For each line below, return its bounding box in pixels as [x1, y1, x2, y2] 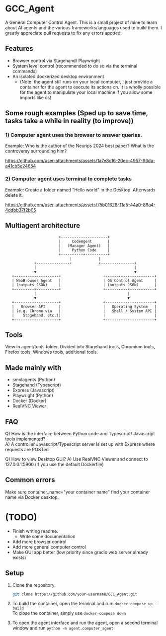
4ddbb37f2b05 [5, 207, 36, 213]
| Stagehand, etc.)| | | [11, 313, 157, 318]
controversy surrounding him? [5, 148, 67, 154]
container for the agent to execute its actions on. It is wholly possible [19, 84, 161, 90]
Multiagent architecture [5, 222, 81, 230]
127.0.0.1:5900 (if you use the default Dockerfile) [5, 461, 104, 467]
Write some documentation [19, 533, 76, 539]
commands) [12, 68, 37, 74]
